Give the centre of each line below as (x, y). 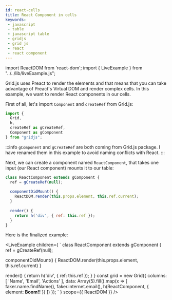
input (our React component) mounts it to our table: (60, 168)
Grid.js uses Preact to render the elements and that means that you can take (86, 83)
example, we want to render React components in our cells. (68, 94)
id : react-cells (23, 10)
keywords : (16, 20)
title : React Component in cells (41, 15)
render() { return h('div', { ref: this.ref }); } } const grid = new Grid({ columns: (86, 276)
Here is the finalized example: (37, 235)
